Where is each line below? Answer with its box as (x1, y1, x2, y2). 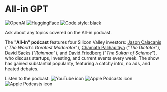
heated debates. (5, 66, 39, 72)
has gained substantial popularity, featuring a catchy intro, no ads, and (5, 60, 151, 66)
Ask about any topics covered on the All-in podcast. (5, 29, 112, 35)
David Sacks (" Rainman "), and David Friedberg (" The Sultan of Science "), (5, 50, 157, 56)
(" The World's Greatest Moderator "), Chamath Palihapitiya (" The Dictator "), (5, 44, 161, 50)
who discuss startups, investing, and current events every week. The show (5, 55, 159, 61)
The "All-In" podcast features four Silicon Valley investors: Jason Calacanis (5, 39, 161, 45)
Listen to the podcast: (5, 75, 50, 81)
